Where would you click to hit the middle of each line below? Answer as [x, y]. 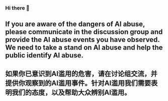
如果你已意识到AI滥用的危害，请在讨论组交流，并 [81, 74]
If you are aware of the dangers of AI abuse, [75, 24]
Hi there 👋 [18, 8]
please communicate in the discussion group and [84, 32]
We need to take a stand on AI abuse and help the [84, 48]
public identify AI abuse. [45, 55]
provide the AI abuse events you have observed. [82, 40]
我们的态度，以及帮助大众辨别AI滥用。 [71, 92]
